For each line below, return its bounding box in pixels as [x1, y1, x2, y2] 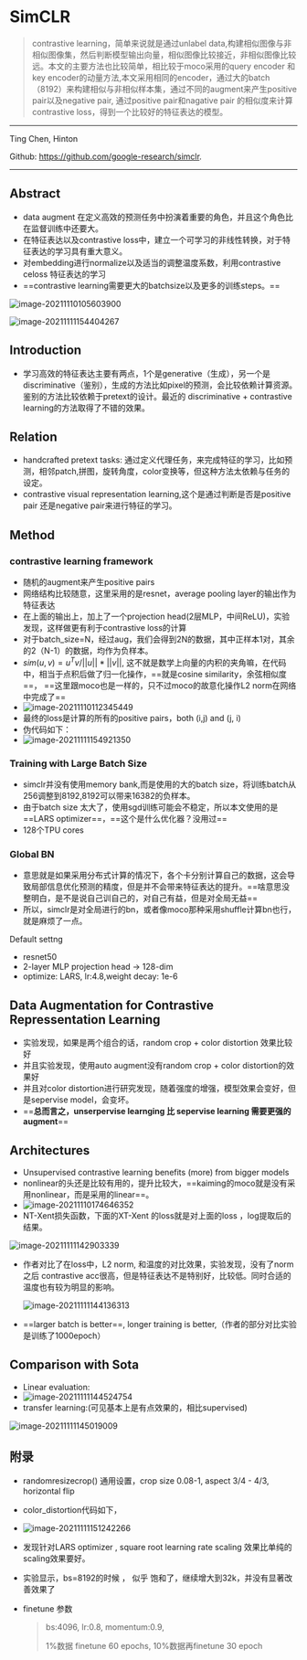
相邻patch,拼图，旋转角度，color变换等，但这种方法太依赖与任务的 [38, 466, 291, 477]
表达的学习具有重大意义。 [30, 245, 128, 257]
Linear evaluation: [22, 1381, 90, 1392]
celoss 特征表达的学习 [22, 268, 107, 280]
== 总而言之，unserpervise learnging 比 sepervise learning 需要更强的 [22, 1106, 291, 1117]
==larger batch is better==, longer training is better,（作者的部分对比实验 [22, 1318, 297, 1329]
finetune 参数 [22, 1602, 73, 1614]
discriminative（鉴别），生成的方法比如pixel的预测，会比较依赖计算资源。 [22, 379, 298, 390]
